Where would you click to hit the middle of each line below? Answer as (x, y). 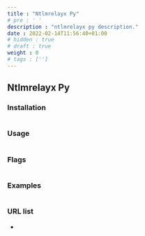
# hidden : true (31, 40)
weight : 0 (23, 53)
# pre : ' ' (24, 20)
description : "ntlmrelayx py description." (73, 27)
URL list (20, 211)
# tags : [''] (28, 60)
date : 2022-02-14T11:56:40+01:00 (58, 33)
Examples (24, 185)
